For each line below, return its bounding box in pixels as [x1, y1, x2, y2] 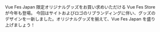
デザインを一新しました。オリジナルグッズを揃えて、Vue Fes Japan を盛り [5, 16, 156, 21]
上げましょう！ [5, 22, 35, 28]
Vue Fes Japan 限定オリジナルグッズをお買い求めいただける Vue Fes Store [5, 4, 156, 10]
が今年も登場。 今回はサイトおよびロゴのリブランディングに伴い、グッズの [5, 10, 156, 16]
